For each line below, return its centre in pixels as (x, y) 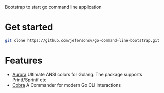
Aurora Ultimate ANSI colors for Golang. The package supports (77, 74)
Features (24, 61)
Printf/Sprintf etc (29, 80)
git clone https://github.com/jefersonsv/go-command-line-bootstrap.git (82, 40)
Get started (29, 27)
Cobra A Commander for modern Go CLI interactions (67, 85)
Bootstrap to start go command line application (53, 7)
